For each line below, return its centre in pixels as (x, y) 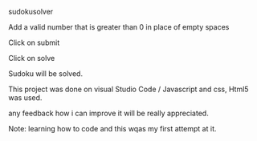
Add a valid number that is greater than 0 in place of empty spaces (119, 27)
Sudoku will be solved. (45, 74)
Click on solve (32, 58)
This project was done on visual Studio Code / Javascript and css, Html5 (128, 89)
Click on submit (34, 42)
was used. (25, 98)
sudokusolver (31, 12)
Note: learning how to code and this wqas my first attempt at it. (112, 129)
